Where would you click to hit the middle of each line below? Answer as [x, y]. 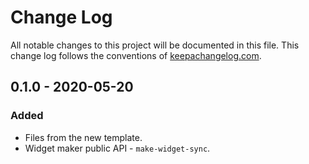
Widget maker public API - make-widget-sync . [117, 148]
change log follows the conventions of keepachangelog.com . [136, 55]
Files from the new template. [83, 137]
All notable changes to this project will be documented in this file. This [155, 45]
